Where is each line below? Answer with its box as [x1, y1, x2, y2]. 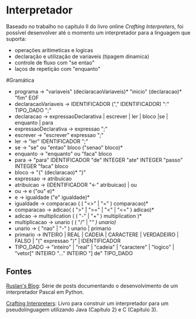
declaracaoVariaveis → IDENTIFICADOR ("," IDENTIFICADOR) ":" [14, 100, 170, 107]
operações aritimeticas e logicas [14, 46, 94, 53]
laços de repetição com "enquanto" [14, 65, 101, 72]
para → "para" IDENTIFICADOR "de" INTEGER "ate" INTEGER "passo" [14, 156, 183, 163]
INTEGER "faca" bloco [14, 162, 68, 170]
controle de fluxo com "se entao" [14, 59, 95, 66]
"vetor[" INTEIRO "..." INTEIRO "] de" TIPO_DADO [14, 249, 133, 256]
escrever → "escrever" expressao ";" [14, 131, 104, 138]
